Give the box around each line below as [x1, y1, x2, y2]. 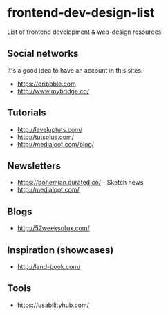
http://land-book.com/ [17, 263, 81, 270]
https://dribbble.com [17, 80, 76, 88]
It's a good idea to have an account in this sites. [7, 66, 143, 74]
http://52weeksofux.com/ [17, 224, 90, 232]
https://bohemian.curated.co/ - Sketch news [17, 178, 144, 187]
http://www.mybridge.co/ [17, 86, 90, 95]
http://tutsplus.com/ [17, 133, 74, 141]
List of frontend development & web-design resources [7, 28, 162, 36]
